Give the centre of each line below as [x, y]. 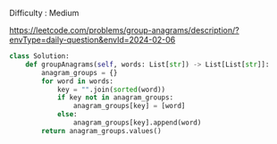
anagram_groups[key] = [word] [129, 106]
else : [67, 114]
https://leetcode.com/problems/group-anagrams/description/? [124, 30]
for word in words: [78, 81]
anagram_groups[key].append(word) [137, 123]
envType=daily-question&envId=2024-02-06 [92, 40]
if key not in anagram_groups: [115, 97]
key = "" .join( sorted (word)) [111, 89]
